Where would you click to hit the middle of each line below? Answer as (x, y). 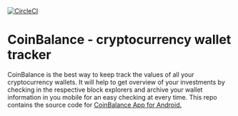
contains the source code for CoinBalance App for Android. (95, 105)
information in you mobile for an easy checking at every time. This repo (112, 97)
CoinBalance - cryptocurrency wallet (119, 40)
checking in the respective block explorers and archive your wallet (105, 90)
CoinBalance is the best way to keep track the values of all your (101, 74)
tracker (29, 55)
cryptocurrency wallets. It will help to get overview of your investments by (116, 82)
